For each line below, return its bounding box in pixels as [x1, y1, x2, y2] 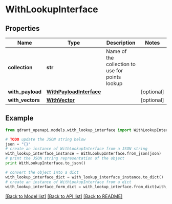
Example [5, 114, 34, 123]
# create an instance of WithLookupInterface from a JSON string [5, 146, 147, 152]
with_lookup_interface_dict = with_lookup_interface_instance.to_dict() [5, 174, 164, 180]
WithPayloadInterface [46, 88, 101, 95]
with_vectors [8, 96, 40, 104]
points [105, 73, 121, 80]
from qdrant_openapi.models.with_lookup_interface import [5, 127, 132, 133]
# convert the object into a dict [5, 170, 79, 175]
